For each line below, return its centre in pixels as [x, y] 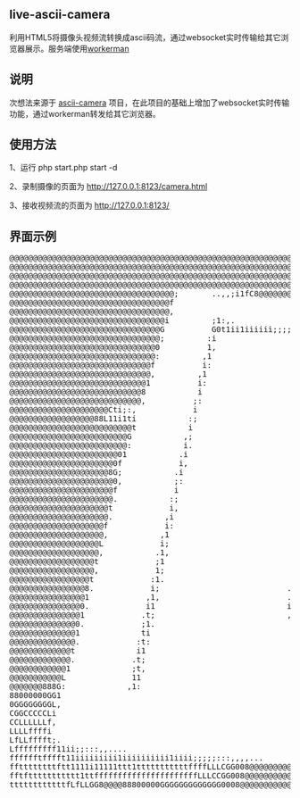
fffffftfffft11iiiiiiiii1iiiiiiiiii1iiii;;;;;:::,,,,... [137, 758]
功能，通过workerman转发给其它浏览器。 [85, 113]
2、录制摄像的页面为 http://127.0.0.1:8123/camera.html [108, 187]
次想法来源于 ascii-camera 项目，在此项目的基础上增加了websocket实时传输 [150, 103]
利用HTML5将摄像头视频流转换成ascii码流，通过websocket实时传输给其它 [145, 37]
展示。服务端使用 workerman [77, 48]
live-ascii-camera [60, 15]
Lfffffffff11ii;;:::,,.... [68, 749]
